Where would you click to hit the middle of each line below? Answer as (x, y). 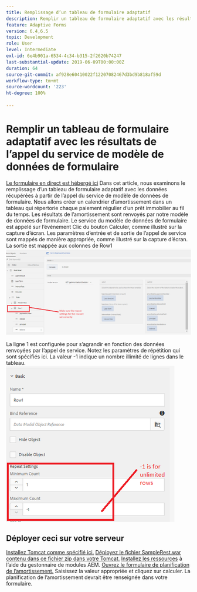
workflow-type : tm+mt (33, 81)
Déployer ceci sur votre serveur (65, 538)
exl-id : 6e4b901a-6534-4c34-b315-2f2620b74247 (64, 56)
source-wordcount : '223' (36, 87)
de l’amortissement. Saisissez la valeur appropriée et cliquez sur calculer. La (98, 571)
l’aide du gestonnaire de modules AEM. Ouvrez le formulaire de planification (98, 565)
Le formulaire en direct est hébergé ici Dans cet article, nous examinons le (96, 183)
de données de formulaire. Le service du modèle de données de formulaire (97, 220)
